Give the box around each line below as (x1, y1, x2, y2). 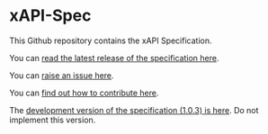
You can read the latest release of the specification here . (9, 52, 219, 63)
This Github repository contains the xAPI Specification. (9, 35, 213, 46)
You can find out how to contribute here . (9, 87, 159, 98)
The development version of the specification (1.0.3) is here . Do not (9, 104, 259, 115)
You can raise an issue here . (9, 69, 114, 81)
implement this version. (9, 114, 96, 125)
